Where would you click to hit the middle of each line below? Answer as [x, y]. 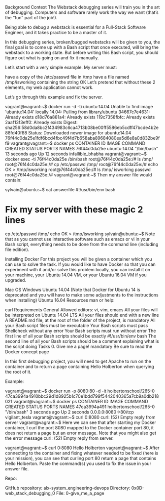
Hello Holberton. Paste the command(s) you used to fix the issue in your [78, 463]
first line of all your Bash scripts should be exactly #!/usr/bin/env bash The [81, 336]
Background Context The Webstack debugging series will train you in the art [82, 7]
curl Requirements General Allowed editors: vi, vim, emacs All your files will [81, 310]
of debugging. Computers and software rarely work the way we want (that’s [82, 12]
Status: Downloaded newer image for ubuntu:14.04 [80, 133]
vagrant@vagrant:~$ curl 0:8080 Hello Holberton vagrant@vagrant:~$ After [82, 448]
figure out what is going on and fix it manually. [52, 58]
